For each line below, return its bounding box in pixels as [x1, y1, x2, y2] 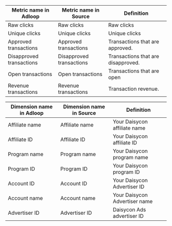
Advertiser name [112, 198, 153, 205]
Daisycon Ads [112, 206, 146, 213]
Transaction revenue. [108, 85, 159, 92]
